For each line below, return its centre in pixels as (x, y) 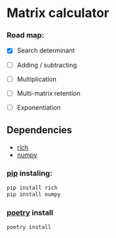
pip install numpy (34, 194)
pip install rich (32, 188)
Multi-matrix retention (48, 93)
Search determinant (46, 50)
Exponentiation (39, 107)
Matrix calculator (58, 13)
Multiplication (37, 79)
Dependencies (39, 130)
